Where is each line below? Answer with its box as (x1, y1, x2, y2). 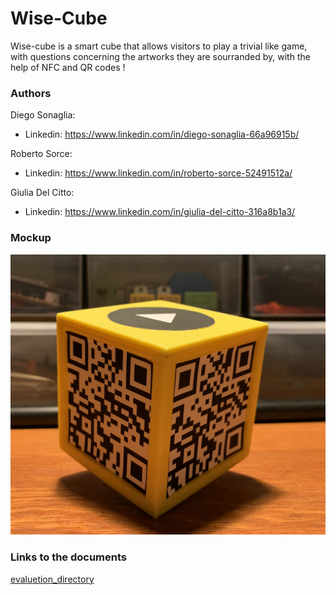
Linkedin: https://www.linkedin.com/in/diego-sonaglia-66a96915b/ (24, 128, 300, 141)
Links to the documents (10, 550, 128, 564)
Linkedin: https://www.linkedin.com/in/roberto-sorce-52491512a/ (24, 167, 293, 179)
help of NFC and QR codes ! (10, 61, 126, 73)
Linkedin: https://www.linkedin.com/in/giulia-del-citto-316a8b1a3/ (24, 206, 296, 218)
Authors (10, 86, 52, 100)
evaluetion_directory (10, 573, 95, 585)
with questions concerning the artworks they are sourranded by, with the (10, 50, 311, 62)
